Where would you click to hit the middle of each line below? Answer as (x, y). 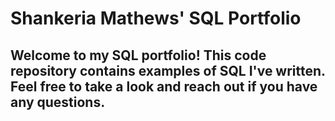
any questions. (58, 102)
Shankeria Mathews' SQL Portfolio (156, 18)
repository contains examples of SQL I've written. (168, 70)
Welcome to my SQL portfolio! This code (138, 55)
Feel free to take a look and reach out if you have (164, 86)
